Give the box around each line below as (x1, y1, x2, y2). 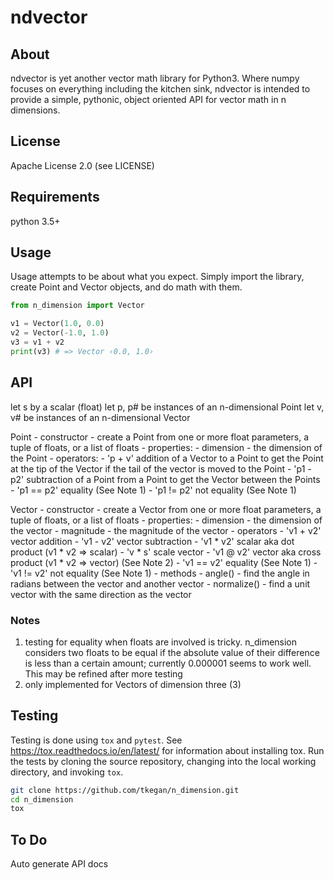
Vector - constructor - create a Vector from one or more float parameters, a (10, 503, 322, 515)
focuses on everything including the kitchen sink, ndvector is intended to (10, 83, 311, 95)
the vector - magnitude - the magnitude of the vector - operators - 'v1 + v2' (10, 524, 322, 536)
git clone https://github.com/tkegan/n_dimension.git (10, 785, 240, 795)
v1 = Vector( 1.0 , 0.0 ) (10, 319, 105, 329)
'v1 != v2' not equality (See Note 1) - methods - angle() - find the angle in (10, 567, 310, 579)
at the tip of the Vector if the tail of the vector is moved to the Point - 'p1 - (10, 462, 312, 475)
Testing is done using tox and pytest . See (10, 734, 183, 746)
